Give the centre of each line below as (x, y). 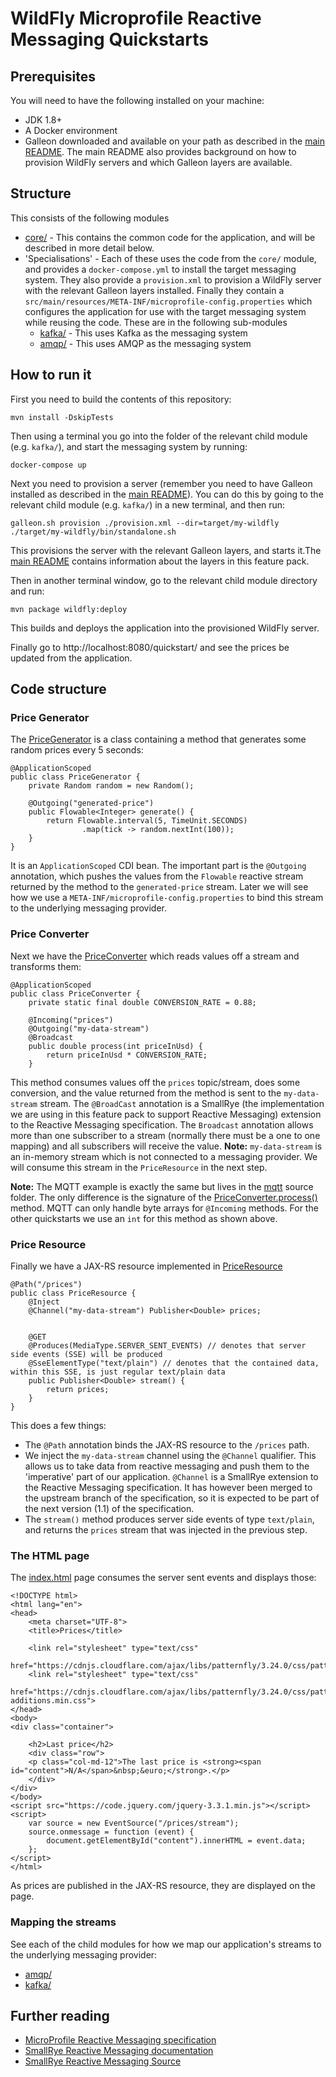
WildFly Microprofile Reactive (136, 18)
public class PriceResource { (73, 1293)
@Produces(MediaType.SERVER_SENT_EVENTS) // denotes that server (167, 1345)
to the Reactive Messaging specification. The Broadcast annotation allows (162, 1124)
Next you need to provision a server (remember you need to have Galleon (161, 483)
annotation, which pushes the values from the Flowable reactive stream (157, 876)
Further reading (60, 2015)
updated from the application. (71, 658)
